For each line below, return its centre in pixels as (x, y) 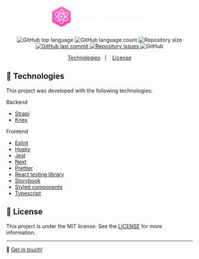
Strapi (22, 113)
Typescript (28, 193)
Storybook (28, 180)
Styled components (38, 187)
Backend (17, 102)
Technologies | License (99, 57)
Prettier (24, 168)
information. (21, 232)
